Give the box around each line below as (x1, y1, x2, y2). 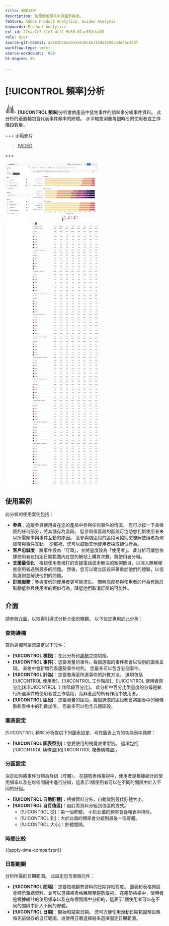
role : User (5, 35, 28, 40)
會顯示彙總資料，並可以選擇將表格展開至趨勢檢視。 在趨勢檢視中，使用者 (12, 890, 164, 896)
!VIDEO (17, 143, 33, 149)
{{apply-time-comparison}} (5, 847, 62, 853)
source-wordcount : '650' (5, 50, 57, 56)
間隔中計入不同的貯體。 (21, 903, 70, 909)
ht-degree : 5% (5, 56, 35, 61)
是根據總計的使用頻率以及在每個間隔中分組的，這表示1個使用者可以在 (12, 896, 156, 902)
